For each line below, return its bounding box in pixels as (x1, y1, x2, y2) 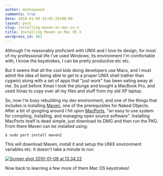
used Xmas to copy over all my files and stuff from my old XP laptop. (5, 88, 143, 94)
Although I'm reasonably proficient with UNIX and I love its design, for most (5, 47, 156, 53)
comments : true (5, 12, 36, 17)
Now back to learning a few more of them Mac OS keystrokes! (5, 165, 130, 171)
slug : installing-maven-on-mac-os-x (5, 25, 79, 30)
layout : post (5, 20, 32, 26)
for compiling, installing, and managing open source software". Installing (5, 113, 150, 119)
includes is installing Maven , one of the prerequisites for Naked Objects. (5, 103, 149, 108)
